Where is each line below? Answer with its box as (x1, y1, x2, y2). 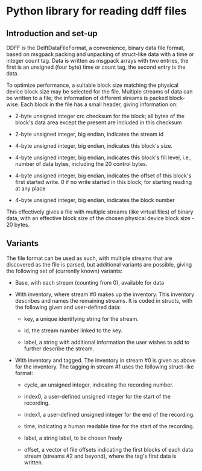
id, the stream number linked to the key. (24, 327, 122, 334)
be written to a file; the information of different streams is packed (6, 95, 168, 101)
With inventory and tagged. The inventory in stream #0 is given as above (14, 356, 196, 364)
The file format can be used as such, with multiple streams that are (6, 254, 172, 262)
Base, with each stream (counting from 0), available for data (14, 279, 165, 286)
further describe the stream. (24, 345, 95, 352)
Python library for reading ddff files (6, 4, 187, 18)
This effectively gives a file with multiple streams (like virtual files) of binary (6, 208, 194, 215)
